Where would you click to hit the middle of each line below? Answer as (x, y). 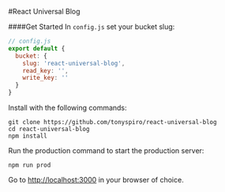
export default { (37, 48)
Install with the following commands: (68, 107)
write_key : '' (45, 78)
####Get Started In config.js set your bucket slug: (92, 26)
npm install (28, 136)
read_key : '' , (45, 70)
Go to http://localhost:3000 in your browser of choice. (96, 180)
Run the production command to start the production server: (106, 151)
